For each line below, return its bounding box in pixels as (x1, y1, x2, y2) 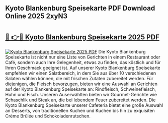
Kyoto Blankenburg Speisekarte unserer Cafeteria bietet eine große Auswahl (5, 102, 163, 108)
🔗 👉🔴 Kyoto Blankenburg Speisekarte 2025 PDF (5, 33, 160, 41)
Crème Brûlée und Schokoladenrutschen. (5, 113, 91, 119)
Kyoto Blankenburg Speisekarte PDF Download (5, 4, 155, 13)
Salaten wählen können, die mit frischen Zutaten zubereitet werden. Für (5, 76, 153, 81)
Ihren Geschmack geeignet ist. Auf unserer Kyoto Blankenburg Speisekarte (5, 65, 161, 71)
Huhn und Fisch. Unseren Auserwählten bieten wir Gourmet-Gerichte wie (5, 92, 157, 97)
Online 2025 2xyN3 (5, 12, 68, 21)
